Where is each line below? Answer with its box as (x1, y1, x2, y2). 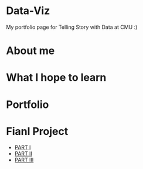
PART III (14, 157, 34, 164)
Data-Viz (6, 4, 50, 18)
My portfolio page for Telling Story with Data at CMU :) (6, 23, 138, 31)
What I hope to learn (6, 71, 107, 84)
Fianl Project (6, 124, 69, 138)
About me (6, 44, 55, 58)
